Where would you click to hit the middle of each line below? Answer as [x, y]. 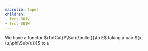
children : [15, 14]
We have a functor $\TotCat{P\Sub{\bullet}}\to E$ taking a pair [69, 38]
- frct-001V [17, 19]
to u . [46, 43]
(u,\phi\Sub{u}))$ [23, 43]
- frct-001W [17, 24]
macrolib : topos [22, 10]
